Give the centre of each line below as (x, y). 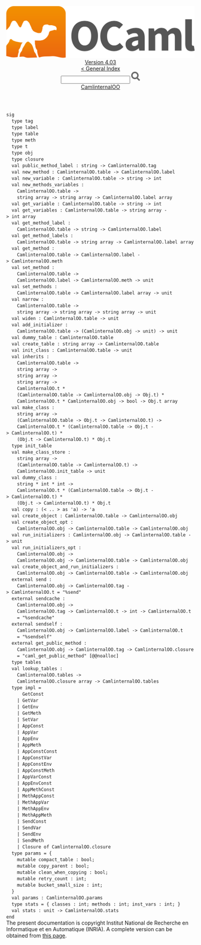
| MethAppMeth (34, 815)
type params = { (32, 853)
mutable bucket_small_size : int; (60, 885)
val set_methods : (35, 287)
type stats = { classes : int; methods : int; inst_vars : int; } (96, 904)
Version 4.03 (100, 62)
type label (25, 128)
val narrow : (28, 300)
